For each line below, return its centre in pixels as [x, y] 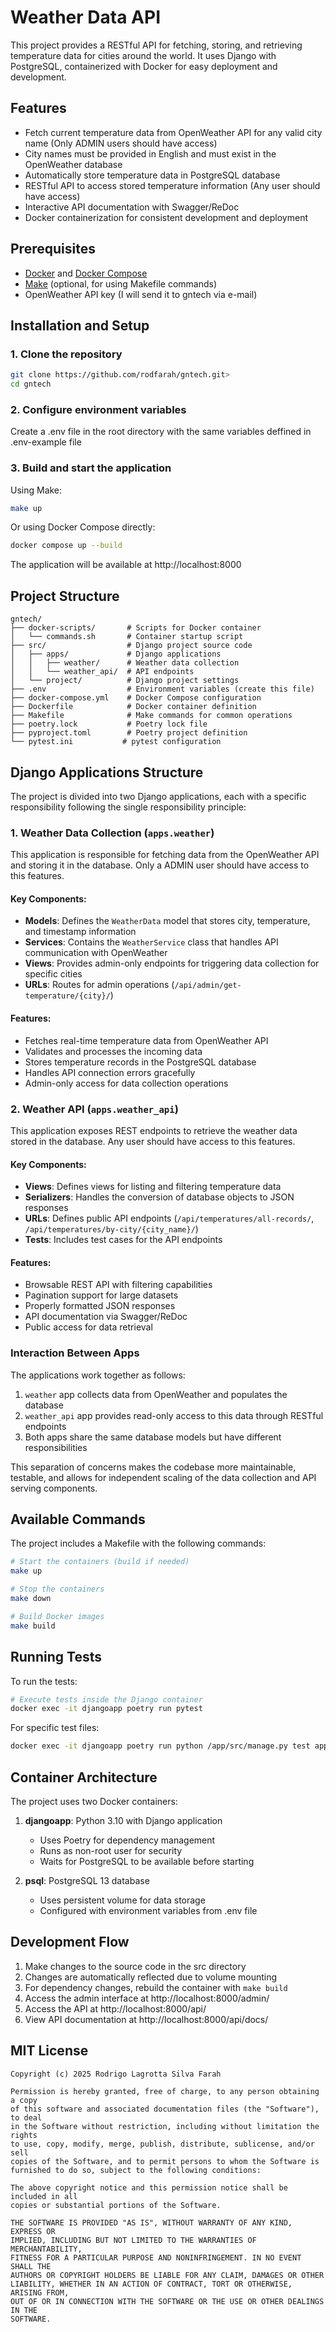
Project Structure [65, 596]
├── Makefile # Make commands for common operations [151, 716]
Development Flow [70, 1942]
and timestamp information [80, 932]
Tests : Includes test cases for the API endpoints [123, 1240]
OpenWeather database [73, 164]
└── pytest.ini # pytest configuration [116, 742]
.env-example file [46, 442]
